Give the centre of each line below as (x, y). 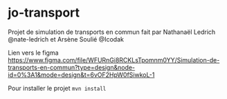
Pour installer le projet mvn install (57, 88)
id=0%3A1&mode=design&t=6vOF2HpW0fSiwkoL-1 (81, 75)
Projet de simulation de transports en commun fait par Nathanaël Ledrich (112, 32)
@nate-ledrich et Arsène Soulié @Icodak (66, 39)
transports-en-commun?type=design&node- (72, 67)
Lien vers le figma (33, 53)
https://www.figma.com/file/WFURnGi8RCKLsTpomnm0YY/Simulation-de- (114, 60)
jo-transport (44, 13)
